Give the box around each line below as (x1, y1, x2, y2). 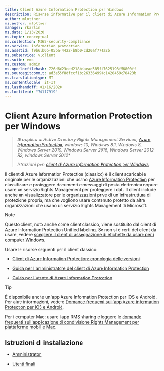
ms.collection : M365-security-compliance (5, 39, 91, 44)
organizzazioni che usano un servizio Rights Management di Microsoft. (5, 203, 148, 209)
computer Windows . (5, 237, 46, 243)
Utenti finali (12, 361, 36, 367)
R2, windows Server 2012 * (17, 152, 71, 158)
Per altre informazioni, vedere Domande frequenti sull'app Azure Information (5, 299, 159, 305)
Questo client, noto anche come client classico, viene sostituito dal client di (5, 221, 156, 228)
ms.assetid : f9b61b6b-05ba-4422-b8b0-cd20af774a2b (5, 48, 110, 53)
